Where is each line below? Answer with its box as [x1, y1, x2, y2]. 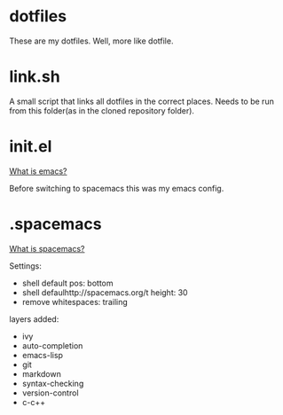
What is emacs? [9, 166, 68, 176]
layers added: [9, 313, 59, 325]
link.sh [9, 67, 60, 87]
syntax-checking [21, 378, 84, 388]
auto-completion [21, 340, 83, 351]
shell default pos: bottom [21, 278, 114, 288]
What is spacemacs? [9, 243, 85, 254]
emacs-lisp [21, 349, 64, 360]
